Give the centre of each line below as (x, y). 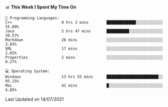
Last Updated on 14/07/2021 (34, 99)
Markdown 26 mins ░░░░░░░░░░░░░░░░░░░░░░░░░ (84, 40)
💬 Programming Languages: (32, 18)
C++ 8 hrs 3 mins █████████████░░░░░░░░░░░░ (84, 22)
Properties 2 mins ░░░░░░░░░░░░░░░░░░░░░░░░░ (84, 57)
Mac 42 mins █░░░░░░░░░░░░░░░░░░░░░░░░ (84, 85)
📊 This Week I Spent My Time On (41, 7)
